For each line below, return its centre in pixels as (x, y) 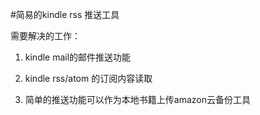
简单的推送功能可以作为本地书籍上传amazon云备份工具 (137, 99)
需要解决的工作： (45, 36)
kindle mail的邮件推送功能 (78, 57)
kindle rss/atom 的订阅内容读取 (88, 78)
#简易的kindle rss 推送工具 (65, 14)
